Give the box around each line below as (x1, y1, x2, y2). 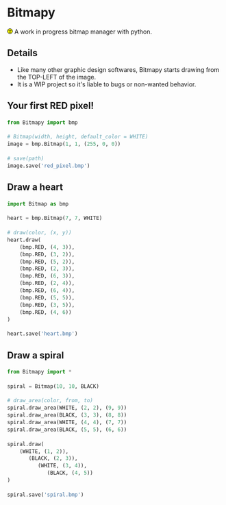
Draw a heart (7, 182, 64, 193)
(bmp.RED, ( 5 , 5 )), (19, 294, 75, 301)
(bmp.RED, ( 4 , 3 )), (19, 243, 75, 251)
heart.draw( (7, 236, 41, 243)
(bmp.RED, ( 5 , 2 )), (19, 258, 75, 265)
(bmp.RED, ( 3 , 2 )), (19, 251, 75, 258)
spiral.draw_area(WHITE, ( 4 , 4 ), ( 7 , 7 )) (7, 419, 127, 426)
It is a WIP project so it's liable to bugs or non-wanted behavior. (16, 80, 197, 88)
